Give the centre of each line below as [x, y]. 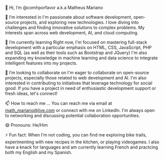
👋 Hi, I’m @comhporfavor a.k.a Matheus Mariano [54, 8]
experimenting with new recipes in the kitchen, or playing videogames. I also [82, 142]
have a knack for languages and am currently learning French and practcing [82, 147]
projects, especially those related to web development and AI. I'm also [76, 78]
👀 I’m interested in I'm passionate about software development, [69, 17]
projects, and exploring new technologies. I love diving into [80, 22]
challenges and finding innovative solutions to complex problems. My [75, 27]
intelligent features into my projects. [41, 63]
